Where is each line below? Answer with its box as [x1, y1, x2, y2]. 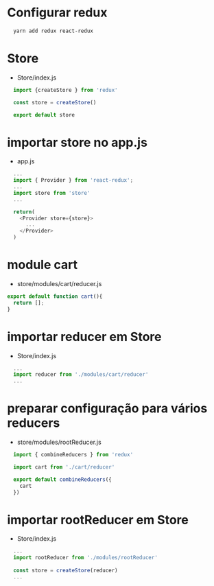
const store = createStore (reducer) [13, 567, 118, 574]
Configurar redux [7, 5, 108, 21]
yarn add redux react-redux [13, 27, 94, 34]
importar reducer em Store [7, 329, 163, 344]
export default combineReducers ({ [13, 476, 112, 483]
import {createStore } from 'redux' [13, 86, 118, 93]
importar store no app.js [7, 134, 147, 150]
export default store [13, 111, 75, 118]
